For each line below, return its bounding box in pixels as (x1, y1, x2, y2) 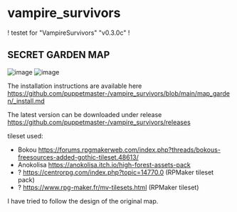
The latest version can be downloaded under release (7, 110, 162, 118)
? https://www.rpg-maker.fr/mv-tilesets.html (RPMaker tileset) (17, 183, 199, 191)
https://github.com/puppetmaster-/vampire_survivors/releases (7, 118, 191, 126)
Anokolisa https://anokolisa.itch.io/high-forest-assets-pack (17, 160, 191, 169)
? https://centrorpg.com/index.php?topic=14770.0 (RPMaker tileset (17, 168, 214, 177)
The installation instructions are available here (7, 82, 142, 90)
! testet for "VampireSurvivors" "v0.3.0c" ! (7, 28, 130, 37)
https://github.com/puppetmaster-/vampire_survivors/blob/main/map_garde (7, 89, 230, 97)
